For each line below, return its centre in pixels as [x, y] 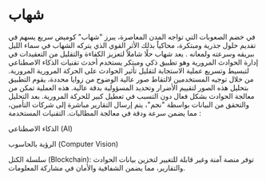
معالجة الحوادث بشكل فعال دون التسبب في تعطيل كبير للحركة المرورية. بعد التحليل [131, 96]
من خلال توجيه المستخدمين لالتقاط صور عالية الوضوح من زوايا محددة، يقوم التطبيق [131, 79]
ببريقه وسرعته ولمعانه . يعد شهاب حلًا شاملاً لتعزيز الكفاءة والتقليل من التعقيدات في [131, 53]
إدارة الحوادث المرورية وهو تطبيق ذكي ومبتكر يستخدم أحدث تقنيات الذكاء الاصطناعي [133, 62]
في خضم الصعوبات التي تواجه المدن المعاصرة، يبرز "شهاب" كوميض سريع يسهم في [132, 37]
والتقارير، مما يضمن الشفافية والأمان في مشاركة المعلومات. [97, 167]
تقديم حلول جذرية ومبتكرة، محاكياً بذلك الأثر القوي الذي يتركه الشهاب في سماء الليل [132, 45]
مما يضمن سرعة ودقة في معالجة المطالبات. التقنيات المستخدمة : [105, 112]
